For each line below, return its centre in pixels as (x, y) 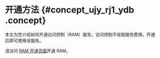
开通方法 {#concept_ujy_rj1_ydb (70, 10)
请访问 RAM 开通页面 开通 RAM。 (38, 51)
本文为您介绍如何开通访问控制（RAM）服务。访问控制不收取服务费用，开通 (80, 34)
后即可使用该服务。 (24, 40)
